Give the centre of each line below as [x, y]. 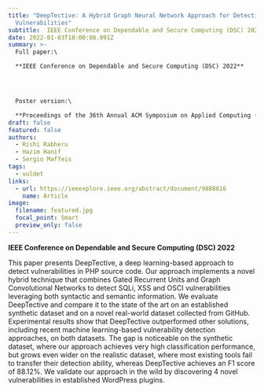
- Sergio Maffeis [44, 159]
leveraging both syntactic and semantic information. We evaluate [113, 296]
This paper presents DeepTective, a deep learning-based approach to [121, 263]
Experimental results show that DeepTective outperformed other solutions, [128, 321]
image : [19, 203]
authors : [22, 137]
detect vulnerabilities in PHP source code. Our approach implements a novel [132, 271]
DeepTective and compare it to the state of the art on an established [118, 305]
